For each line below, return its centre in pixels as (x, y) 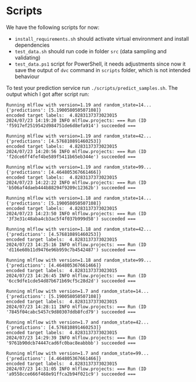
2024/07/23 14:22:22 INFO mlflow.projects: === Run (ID (76, 182)
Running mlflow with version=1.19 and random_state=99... (79, 167)
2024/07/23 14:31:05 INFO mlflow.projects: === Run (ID (76, 369)
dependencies (32, 45)
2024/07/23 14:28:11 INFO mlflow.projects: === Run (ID (76, 307)
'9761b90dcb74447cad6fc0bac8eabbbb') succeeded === (71, 343)
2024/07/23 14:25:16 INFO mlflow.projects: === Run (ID (76, 245)
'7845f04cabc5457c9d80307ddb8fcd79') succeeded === (71, 312)
